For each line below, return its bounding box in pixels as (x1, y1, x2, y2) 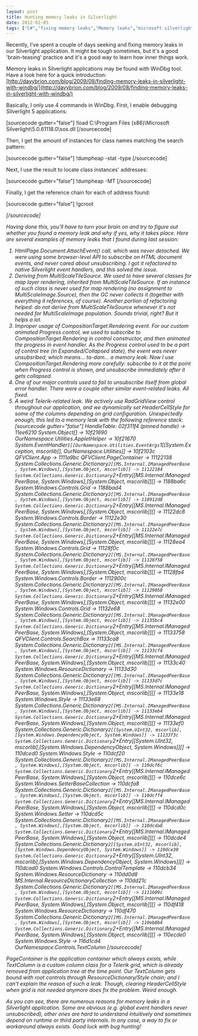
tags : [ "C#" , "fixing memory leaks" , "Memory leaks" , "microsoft (6, 25, 162, 31)
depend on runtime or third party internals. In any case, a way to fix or (6, 1017, 177, 1024)
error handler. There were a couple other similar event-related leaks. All (14, 385, 189, 392)
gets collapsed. (14, 373, 52, 380)
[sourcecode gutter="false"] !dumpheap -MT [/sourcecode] (6, 177, 151, 185)
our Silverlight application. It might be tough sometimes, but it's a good (6, 48, 179, 55)
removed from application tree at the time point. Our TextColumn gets (6, 968, 176, 975)
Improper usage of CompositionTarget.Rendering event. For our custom (14, 323, 189, 330)
